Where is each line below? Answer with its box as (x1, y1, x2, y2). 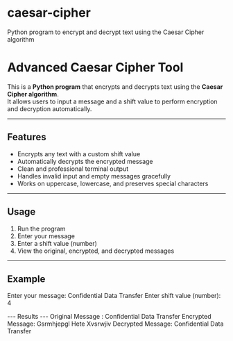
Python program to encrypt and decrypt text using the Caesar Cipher (7, 28, 205, 36)
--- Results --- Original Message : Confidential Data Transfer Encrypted (7, 313, 212, 321)
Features (7, 131, 46, 143)
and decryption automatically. (7, 104, 92, 113)
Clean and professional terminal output (17, 165, 129, 173)
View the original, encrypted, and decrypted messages (17, 247, 175, 255)
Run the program (17, 224, 66, 233)
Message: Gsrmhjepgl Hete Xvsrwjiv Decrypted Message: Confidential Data (7, 319, 224, 328)
